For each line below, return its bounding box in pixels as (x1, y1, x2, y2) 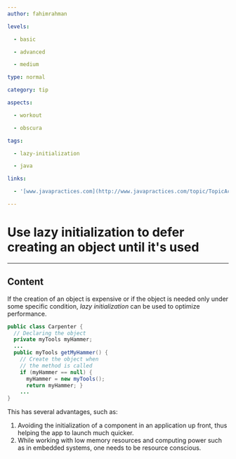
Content (7, 276, 44, 288)
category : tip (7, 86, 49, 93)
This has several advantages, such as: (7, 408, 118, 416)
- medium (13, 61, 39, 68)
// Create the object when (20, 356, 99, 363)
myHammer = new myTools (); (25, 375, 105, 382)
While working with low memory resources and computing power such (17, 437, 223, 445)
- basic (13, 36, 37, 43)
